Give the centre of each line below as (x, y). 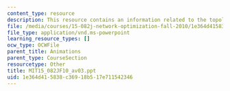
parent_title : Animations (44, 52)
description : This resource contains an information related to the (107, 20)
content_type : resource (41, 13)
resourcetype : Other (37, 64)
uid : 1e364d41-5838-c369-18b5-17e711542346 (70, 77)
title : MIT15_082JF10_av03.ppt (52, 70)
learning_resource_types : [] (49, 39)
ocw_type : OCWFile (33, 45)
